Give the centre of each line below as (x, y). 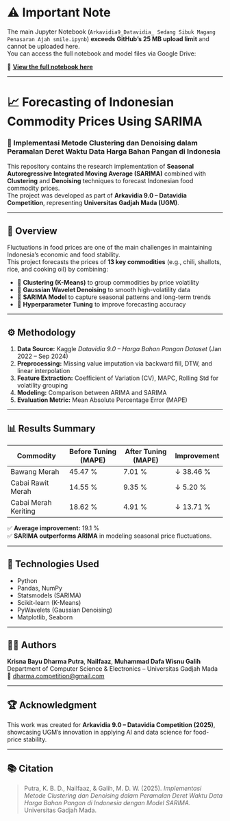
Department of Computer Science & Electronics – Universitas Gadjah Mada (112, 669)
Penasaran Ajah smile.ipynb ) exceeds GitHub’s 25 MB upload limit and (108, 38)
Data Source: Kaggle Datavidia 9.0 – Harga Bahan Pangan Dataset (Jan (119, 349)
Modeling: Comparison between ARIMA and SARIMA (92, 393)
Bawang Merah (35, 471)
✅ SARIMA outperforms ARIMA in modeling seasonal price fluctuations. (110, 536)
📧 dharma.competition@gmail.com (56, 676)
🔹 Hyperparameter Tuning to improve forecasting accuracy (101, 305)
